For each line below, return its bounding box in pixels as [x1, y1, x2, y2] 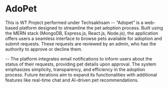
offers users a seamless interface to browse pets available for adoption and [5, 35, 162, 41]
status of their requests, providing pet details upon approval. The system [5, 61, 156, 67]
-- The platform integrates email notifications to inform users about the [5, 55, 152, 61]
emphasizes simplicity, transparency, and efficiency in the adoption [5, 66, 145, 72]
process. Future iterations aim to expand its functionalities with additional [5, 71, 157, 77]
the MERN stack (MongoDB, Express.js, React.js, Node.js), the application [5, 30, 158, 36]
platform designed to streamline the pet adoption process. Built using [19, 24, 163, 30]
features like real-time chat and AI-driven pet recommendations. [5, 77, 139, 83]
